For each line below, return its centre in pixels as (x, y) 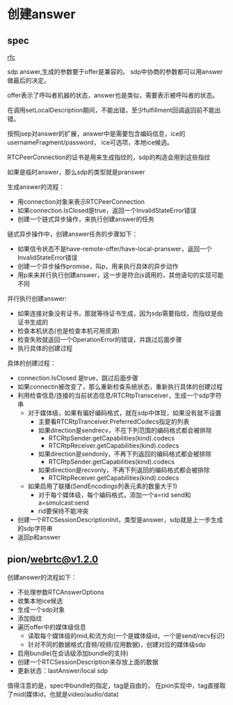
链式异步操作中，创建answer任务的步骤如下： (73, 234)
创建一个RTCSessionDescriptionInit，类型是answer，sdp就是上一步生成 (120, 520)
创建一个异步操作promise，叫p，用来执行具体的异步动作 (98, 266)
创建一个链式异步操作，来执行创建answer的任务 (86, 219)
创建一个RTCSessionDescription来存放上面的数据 (88, 662)
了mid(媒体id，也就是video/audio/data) (63, 694)
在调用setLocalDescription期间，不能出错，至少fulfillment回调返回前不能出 (114, 110)
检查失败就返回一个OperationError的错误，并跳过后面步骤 (99, 340)
